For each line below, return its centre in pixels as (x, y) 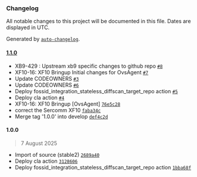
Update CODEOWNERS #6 (47, 85)
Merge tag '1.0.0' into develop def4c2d (61, 116)
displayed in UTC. (28, 27)
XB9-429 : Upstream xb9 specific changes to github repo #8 (89, 66)
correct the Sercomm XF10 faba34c (58, 110)
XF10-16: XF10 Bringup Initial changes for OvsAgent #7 (82, 72)
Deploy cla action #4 (39, 97)
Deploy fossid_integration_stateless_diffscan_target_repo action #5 (96, 91)
